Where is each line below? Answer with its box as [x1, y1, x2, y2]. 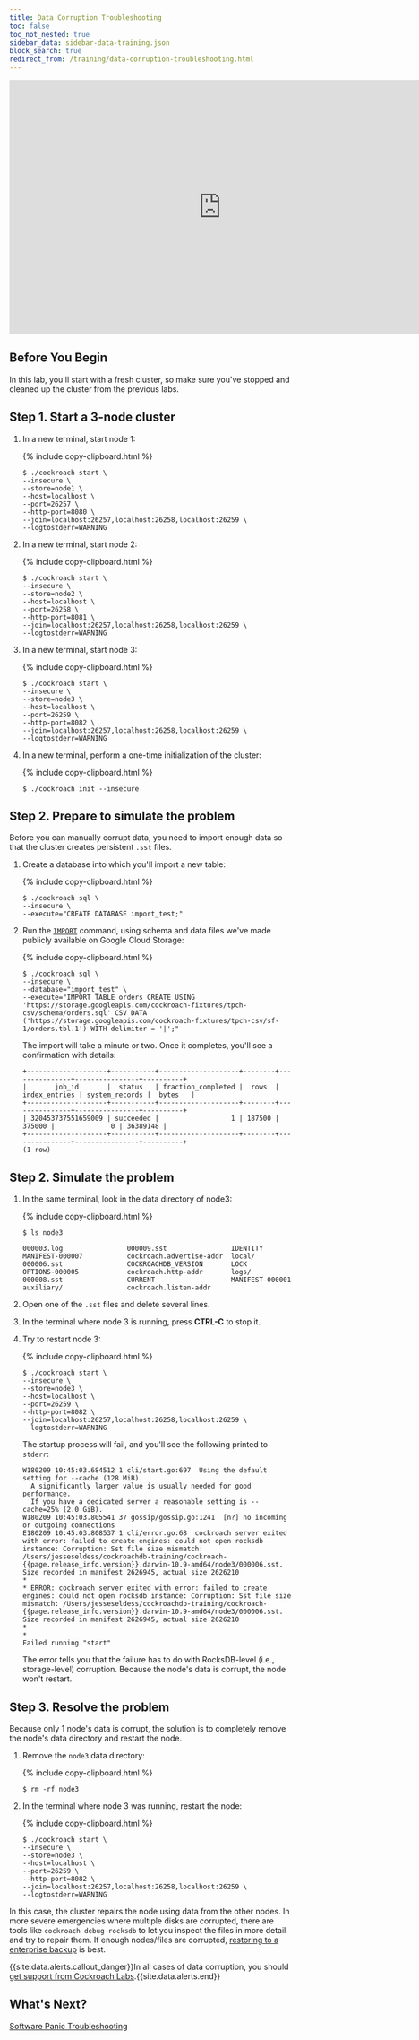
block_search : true [9, 47, 82, 56]
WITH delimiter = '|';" [90, 1024, 179, 1034]
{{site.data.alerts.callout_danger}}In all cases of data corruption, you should [9, 1961, 289, 1973]
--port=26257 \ [21, 499, 80, 508]
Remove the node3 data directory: [21, 1750, 145, 1761]
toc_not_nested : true [9, 30, 90, 39]
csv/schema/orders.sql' [21, 1009, 112, 1018]
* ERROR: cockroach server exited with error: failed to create [21, 1584, 268, 1593]
